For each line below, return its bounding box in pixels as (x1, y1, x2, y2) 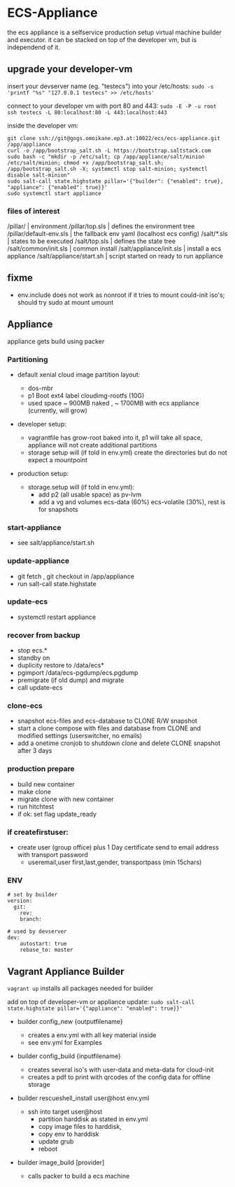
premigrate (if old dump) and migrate (17, 676, 124, 684)
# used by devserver (7, 928, 68, 936)
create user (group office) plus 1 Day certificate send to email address (17, 843, 219, 852)
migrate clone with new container (17, 795, 114, 803)
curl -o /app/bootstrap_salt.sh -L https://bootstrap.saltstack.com (7, 147, 211, 154)
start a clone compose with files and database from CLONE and (17, 724, 201, 733)
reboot (38, 1145, 58, 1153)
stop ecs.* (17, 646, 48, 655)
